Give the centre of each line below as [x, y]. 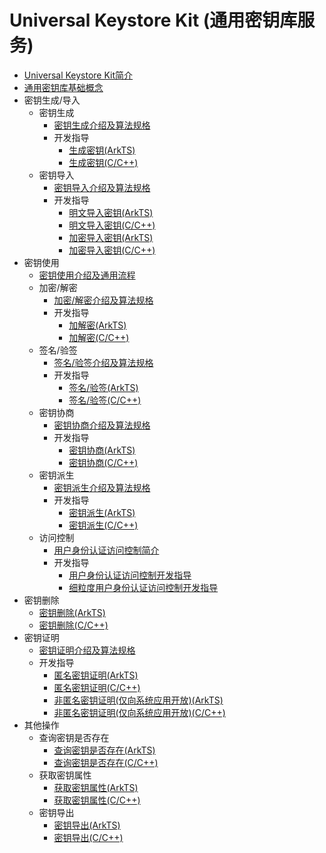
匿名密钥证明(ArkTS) [96, 675]
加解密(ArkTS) [97, 325]
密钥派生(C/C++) [103, 525]
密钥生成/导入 [52, 100]
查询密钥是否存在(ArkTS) [104, 750]
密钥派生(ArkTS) [102, 512]
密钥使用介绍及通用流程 [87, 275]
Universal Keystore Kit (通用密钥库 [153, 20]
